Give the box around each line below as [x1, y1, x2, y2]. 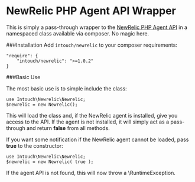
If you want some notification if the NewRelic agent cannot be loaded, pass [6, 136, 189, 143]
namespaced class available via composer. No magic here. [6, 30, 149, 37]
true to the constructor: [6, 142, 63, 149]
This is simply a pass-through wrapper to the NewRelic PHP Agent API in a [6, 24, 188, 31]
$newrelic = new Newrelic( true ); [6, 158, 94, 165]
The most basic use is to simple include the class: [6, 84, 127, 92]
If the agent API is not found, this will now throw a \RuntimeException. [6, 169, 176, 176]
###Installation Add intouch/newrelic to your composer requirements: [6, 41, 177, 48]
